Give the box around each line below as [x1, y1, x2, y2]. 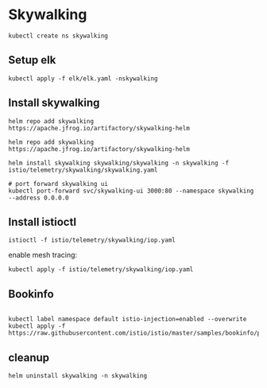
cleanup [8, 351, 50, 364]
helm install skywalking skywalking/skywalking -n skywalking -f [8, 159, 229, 167]
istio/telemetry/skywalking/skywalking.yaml [8, 165, 158, 174]
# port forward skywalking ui [8, 180, 109, 188]
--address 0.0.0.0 [8, 193, 69, 202]
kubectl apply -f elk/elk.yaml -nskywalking [8, 74, 158, 83]
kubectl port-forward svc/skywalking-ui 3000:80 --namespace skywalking [8, 187, 254, 195]
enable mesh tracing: [8, 250, 78, 260]
